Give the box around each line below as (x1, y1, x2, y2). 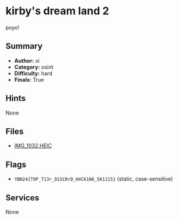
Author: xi (14, 57, 40, 64)
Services (5, 193, 40, 203)
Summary (5, 41, 43, 51)
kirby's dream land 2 (5, 4, 109, 18)
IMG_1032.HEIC (14, 142, 52, 150)
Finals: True (14, 76, 44, 83)
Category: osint (14, 63, 54, 70)
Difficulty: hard (14, 70, 53, 77)
